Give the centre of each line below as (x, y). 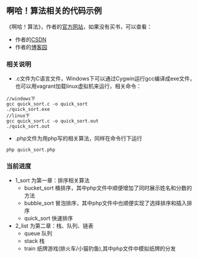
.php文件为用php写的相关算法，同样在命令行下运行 (78, 139)
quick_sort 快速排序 (48, 218)
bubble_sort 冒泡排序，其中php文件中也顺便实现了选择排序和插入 (105, 203)
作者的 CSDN (31, 39)
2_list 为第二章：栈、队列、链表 (54, 226)
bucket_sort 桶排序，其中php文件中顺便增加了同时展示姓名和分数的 (108, 188)
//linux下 (18, 116)
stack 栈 (35, 241)
